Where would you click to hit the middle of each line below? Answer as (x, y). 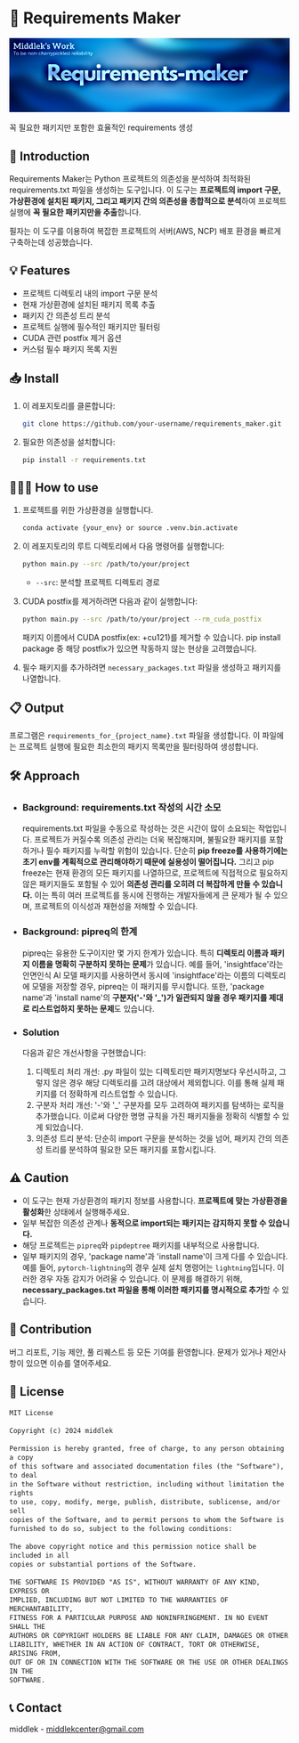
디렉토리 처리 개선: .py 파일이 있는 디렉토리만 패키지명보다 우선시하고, (156, 1071)
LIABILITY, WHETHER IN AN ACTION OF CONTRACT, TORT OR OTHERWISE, (135, 1645)
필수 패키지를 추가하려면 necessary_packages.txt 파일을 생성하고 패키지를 (152, 667)
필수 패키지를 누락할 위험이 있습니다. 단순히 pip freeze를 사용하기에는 (167, 851)
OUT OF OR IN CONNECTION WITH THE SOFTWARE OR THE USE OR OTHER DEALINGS (149, 1663)
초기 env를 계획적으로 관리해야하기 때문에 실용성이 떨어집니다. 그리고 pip (148, 862)
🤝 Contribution (50, 1329)
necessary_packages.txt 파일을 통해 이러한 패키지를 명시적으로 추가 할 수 (151, 1290)
